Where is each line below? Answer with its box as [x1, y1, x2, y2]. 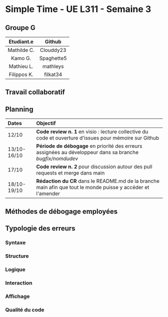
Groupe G [5, 23, 36, 32]
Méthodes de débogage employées [5, 207, 118, 215]
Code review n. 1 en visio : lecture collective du [36, 128, 148, 135]
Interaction [5, 279, 32, 286]
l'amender [36, 190, 60, 197]
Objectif [36, 120, 56, 127]
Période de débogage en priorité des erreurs [36, 142, 142, 149]
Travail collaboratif [5, 88, 65, 96]
